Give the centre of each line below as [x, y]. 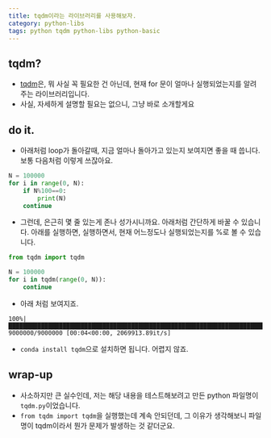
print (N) [52, 198]
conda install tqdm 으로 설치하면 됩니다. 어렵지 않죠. [104, 348]
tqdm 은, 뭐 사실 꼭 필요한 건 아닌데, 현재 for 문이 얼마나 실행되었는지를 [131, 84]
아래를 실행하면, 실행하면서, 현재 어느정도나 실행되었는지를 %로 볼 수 [139, 232]
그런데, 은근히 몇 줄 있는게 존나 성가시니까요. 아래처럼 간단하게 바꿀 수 [129, 222]
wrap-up [31, 375]
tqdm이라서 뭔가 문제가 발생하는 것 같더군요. [105, 425]
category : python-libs [46, 23]
